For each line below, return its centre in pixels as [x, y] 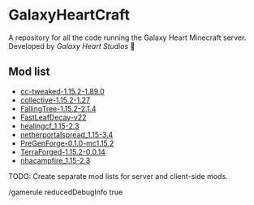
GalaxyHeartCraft [69, 15]
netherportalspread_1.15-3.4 [67, 134]
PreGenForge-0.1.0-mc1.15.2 [67, 143]
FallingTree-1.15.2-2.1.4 [58, 108]
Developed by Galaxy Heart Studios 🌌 [72, 46]
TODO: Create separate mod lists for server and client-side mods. [118, 176]
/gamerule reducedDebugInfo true [66, 192]
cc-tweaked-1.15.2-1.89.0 [62, 91]
